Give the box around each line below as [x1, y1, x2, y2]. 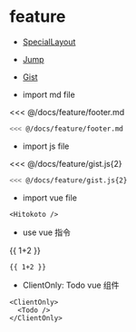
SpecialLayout [22, 36, 76, 47]
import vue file [22, 192, 77, 203]
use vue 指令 [22, 227, 71, 238]
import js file [22, 141, 70, 151]
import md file [22, 89, 75, 100]
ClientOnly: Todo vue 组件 [22, 279, 120, 290]
